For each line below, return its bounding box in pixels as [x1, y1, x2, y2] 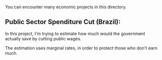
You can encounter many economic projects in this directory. [5, 4, 127, 10]
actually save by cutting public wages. [5, 36, 81, 41]
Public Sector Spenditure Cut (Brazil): [5, 18, 121, 26]
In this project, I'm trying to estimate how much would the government [5, 31, 146, 36]
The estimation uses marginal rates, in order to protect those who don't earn [5, 45, 158, 51]
